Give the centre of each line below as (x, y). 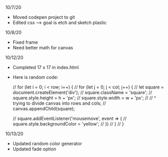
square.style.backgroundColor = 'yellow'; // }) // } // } (68, 124)
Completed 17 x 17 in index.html (46, 67)
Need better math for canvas (43, 48)
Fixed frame (25, 42)
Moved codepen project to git (44, 17)
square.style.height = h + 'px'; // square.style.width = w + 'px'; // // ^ (84, 98)
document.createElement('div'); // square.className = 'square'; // (82, 92)
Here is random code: (35, 77)
